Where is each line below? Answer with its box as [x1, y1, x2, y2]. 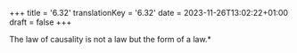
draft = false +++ [9, 17, 72, 27]
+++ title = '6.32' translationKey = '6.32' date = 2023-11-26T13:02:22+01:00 [9, 8, 288, 18]
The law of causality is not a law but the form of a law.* [9, 34, 212, 44]
